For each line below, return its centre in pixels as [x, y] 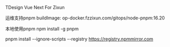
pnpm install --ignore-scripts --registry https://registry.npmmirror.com [79, 39]
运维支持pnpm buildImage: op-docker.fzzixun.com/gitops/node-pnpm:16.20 [85, 18]
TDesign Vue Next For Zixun [35, 7]
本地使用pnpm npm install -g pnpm [42, 29]
